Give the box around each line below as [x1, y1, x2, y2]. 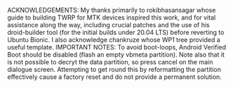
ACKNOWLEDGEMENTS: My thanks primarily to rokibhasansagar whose [7, 6, 216, 14]
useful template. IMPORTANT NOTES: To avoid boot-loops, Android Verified [7, 43, 227, 51]
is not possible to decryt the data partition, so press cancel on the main [7, 58, 213, 66]
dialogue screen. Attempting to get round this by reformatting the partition [7, 66, 221, 73]
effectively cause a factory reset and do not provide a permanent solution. [7, 73, 222, 81]
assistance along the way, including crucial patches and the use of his [7, 21, 210, 29]
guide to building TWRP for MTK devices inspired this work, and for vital [7, 13, 216, 22]
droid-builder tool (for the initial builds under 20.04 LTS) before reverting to [7, 28, 225, 36]
